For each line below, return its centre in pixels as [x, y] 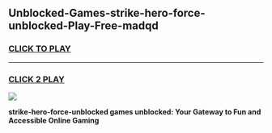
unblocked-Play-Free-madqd [84, 26]
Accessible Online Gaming [54, 120]
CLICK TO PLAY [40, 49]
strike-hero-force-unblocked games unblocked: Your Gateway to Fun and [135, 111]
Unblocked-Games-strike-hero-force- [107, 13]
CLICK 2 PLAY [36, 79]
